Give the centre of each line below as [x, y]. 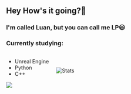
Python [23, 68]
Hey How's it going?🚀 [46, 11]
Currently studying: [35, 43]
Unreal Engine [32, 61]
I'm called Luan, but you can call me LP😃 [65, 28]
